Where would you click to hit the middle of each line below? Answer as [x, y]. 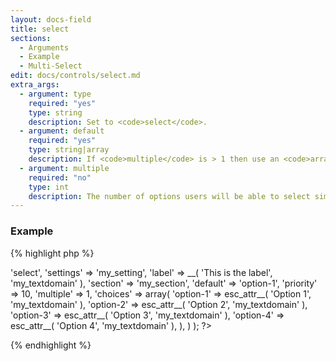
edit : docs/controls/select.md [75, 76]
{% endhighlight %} [51, 345]
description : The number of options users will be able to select [169, 196]
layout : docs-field [51, 19]
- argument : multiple [64, 168]
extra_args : [35, 85]
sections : [31, 38]
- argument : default [62, 131]
